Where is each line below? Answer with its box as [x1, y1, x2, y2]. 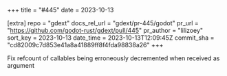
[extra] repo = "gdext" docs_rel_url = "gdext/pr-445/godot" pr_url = [7, 19, 199, 27]
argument [7, 62, 35, 69]
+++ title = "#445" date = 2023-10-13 [7, 6, 114, 14]
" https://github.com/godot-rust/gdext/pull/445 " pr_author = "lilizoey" [7, 27, 204, 34]
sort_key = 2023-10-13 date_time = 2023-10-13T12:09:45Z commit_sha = [7, 34, 215, 42]
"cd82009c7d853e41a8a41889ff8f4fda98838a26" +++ [7, 41, 164, 49]
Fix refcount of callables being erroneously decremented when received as [7, 54, 220, 62]
